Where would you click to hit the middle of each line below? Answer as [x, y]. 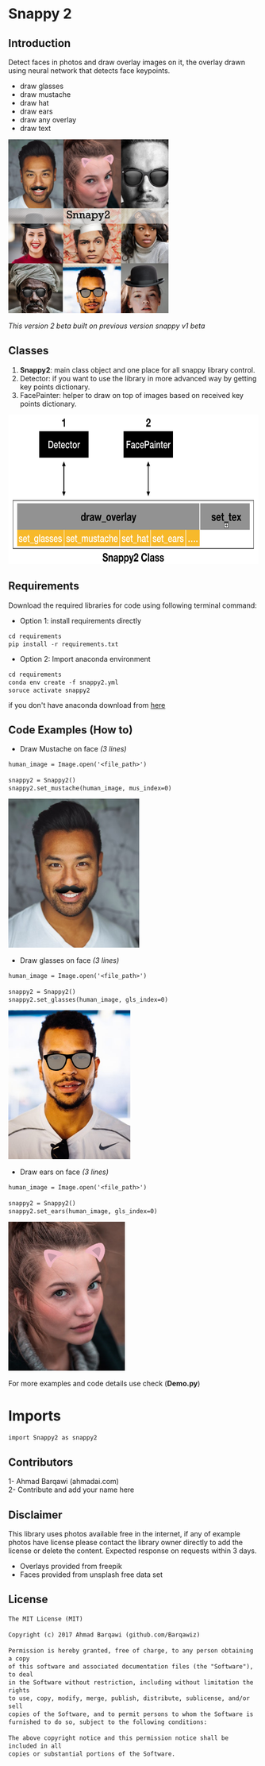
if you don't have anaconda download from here [87, 705]
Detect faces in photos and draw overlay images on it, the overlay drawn [127, 62]
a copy [19, 1658]
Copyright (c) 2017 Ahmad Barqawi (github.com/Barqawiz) [104, 1635]
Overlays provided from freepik [71, 1566]
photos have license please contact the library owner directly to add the [126, 1542]
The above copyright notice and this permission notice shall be [118, 1738]
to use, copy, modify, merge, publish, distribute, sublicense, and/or [129, 1698]
